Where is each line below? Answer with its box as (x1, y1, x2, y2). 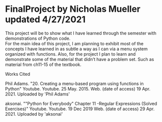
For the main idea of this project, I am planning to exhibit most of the (5, 40, 144, 46)
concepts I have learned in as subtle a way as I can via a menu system (5, 46, 148, 52)
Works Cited (5, 71, 31, 77)
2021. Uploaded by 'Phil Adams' (5, 91, 70, 97)
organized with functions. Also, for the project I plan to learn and (5, 51, 136, 57)
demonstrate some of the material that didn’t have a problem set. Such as (5, 56, 154, 62)
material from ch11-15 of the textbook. (5, 61, 82, 67)
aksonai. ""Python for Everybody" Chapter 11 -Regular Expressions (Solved (5, 100, 158, 106)
